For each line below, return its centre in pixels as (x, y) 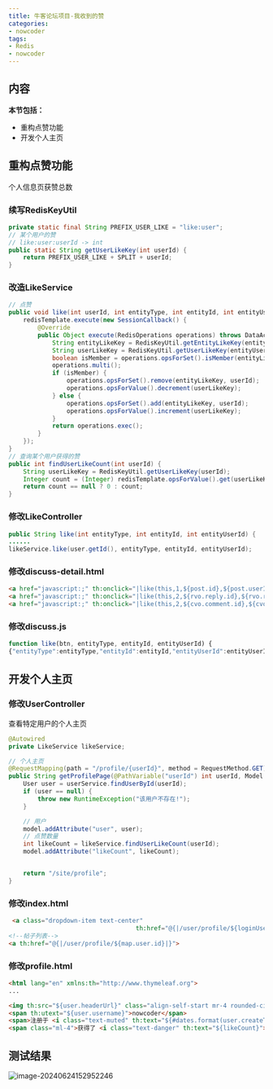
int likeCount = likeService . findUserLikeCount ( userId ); (121, 844)
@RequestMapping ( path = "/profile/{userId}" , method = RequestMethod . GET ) (138, 769)
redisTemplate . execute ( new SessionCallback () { (105, 320)
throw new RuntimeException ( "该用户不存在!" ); (114, 799)
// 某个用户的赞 (32, 235)
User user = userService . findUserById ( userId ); (105, 784)
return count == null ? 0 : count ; (83, 487)
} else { (67, 396)
